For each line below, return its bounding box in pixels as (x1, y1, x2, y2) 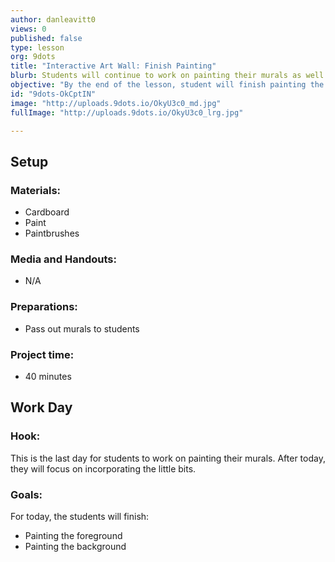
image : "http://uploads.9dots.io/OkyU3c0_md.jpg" (10, 98, 222, 108)
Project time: (10, 347, 75, 361)
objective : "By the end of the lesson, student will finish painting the (10, 80, 325, 90)
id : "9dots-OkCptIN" (10, 89, 97, 99)
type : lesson (10, 42, 65, 53)
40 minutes (24, 370, 72, 382)
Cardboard (24, 206, 70, 218)
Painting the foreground (24, 529, 123, 541)
